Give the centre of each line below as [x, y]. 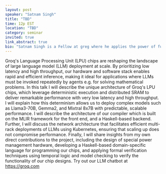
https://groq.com [22, 166]
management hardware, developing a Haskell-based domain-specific [76, 145]
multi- [154, 124]
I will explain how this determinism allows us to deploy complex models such [83, 103]
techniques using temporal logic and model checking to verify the [72, 155]
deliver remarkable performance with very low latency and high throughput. [82, 98]
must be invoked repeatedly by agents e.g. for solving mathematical [74, 82]
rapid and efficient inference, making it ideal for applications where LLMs [80, 76]
